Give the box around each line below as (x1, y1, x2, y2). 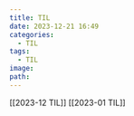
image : (9, 64, 34, 73)
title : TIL (9, 13, 51, 23)
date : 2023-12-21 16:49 (9, 22, 100, 31)
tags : (9, 47, 30, 56)
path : (9, 72, 30, 82)
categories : (9, 30, 54, 39)
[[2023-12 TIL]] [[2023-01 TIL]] (9, 97, 126, 108)
